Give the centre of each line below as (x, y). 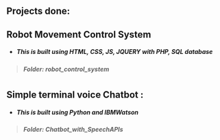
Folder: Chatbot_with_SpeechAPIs (73, 129)
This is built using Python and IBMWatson (77, 112)
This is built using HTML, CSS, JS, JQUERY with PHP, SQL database (114, 52)
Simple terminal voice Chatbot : (75, 95)
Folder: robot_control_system (66, 69)
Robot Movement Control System (79, 34)
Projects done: (38, 11)
